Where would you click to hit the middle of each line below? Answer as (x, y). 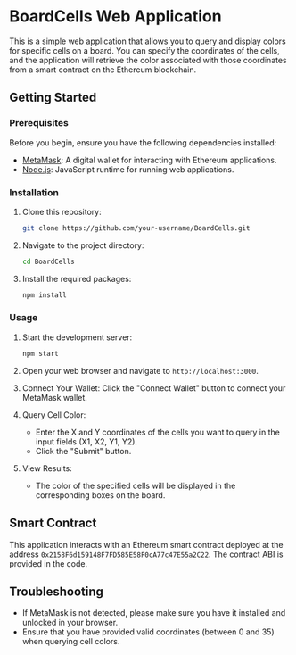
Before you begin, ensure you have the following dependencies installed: (143, 142)
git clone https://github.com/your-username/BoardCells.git (136, 228)
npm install (44, 295)
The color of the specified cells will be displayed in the (136, 485)
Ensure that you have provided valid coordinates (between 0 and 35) (148, 632)
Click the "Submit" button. (83, 451)
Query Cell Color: (54, 415)
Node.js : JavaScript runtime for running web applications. (128, 169)
